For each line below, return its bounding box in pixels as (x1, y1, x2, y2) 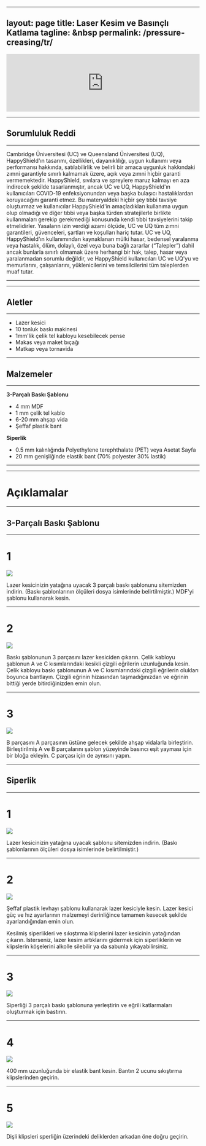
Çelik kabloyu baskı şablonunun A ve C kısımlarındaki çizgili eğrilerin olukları (6, 666, 199, 673)
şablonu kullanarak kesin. (6, 594, 71, 602)
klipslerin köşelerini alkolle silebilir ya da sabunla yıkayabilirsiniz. (6, 943, 169, 950)
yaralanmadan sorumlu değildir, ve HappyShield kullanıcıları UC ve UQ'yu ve (6, 254, 199, 262)
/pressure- (143, 28, 185, 38)
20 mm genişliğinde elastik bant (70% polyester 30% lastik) (15, 453, 167, 460)
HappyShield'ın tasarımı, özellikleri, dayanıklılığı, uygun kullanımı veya (6, 157, 182, 164)
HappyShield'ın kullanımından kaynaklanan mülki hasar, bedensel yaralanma (6, 235, 199, 243)
